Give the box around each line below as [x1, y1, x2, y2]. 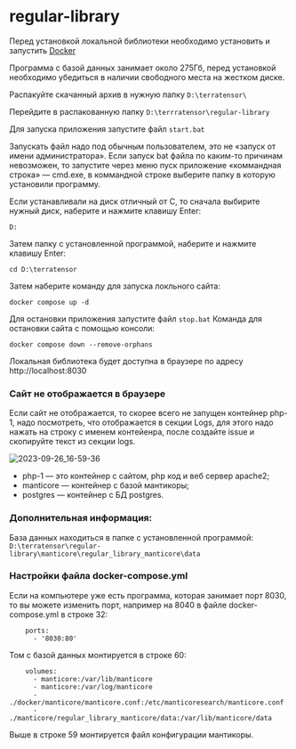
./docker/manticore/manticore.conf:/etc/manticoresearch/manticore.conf [9, 697, 284, 707]
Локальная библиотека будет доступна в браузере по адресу [9, 355, 244, 366]
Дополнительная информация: [9, 512, 153, 525]
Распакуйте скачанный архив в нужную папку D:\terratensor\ [9, 89, 247, 100]
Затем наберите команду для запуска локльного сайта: [9, 281, 220, 291]
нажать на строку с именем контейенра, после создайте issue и [9, 427, 255, 437]
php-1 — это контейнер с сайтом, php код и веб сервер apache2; [21, 470, 270, 482]
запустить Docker [9, 45, 76, 55]
